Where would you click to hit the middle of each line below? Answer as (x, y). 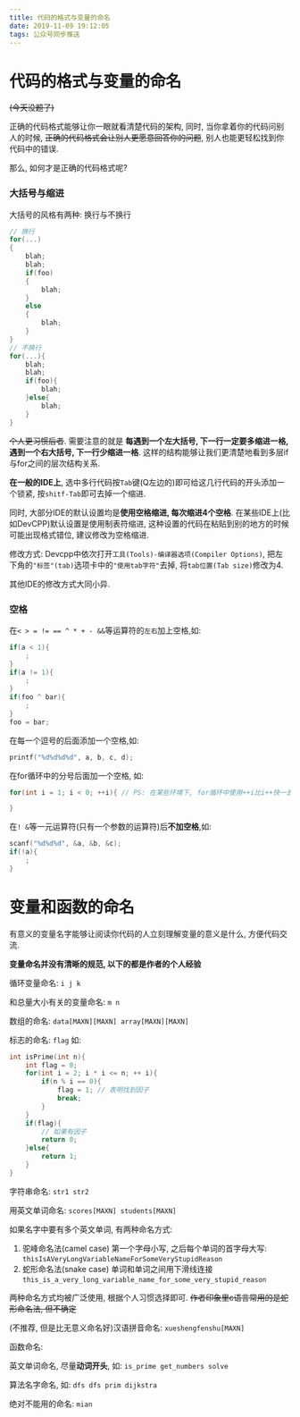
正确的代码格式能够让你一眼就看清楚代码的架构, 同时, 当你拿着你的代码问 (143, 127)
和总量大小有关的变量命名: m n (65, 1001)
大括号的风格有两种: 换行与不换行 (70, 215)
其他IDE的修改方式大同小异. (60, 584)
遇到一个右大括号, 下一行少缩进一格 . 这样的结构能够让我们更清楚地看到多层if (149, 451)
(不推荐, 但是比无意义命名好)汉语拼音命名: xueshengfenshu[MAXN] (127, 1328)
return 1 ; (59, 1157)
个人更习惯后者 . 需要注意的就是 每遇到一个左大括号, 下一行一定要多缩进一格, (149, 441)
